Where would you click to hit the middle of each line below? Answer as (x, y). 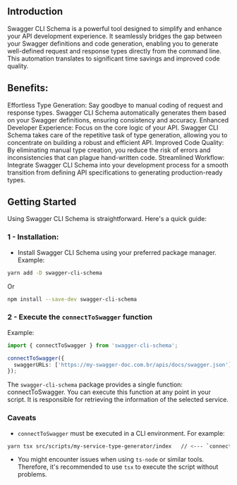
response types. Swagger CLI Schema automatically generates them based (117, 113)
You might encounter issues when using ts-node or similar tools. (111, 460)
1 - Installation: (33, 237)
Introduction (35, 12)
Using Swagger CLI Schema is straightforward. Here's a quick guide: (107, 219)
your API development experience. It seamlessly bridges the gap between (115, 36)
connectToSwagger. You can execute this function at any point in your (109, 392)
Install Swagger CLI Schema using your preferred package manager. (117, 252)
